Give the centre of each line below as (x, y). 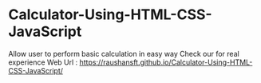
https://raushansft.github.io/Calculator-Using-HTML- (166, 62)
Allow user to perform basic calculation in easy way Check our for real (124, 53)
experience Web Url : (43, 62)
